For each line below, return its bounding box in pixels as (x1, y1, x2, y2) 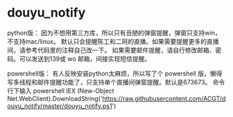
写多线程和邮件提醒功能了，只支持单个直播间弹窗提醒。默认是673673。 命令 (7, 78, 225, 86)
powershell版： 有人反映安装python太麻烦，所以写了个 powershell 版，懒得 (7, 69, 223, 78)
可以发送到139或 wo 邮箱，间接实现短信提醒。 (19, 54, 151, 63)
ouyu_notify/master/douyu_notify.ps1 (7, 102, 112, 110)
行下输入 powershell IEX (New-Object (7, 87, 114, 95)
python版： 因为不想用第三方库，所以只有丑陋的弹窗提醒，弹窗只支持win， (7, 28, 221, 37)
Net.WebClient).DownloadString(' (7, 94, 103, 102)
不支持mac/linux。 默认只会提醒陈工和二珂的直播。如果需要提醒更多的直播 (7, 37, 220, 46)
